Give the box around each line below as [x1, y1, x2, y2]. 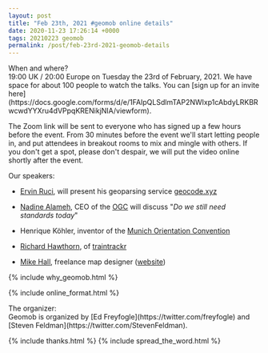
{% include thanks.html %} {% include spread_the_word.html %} [8, 336, 222, 346]
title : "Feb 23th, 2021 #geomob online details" [8, 19, 174, 27]
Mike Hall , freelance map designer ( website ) [19, 257, 166, 267]
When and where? [8, 63, 69, 73]
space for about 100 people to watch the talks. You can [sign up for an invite [8, 81, 260, 90]
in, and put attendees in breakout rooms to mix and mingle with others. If [8, 138, 248, 148]
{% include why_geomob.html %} [8, 273, 118, 283]
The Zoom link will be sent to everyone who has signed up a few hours [8, 122, 242, 131]
